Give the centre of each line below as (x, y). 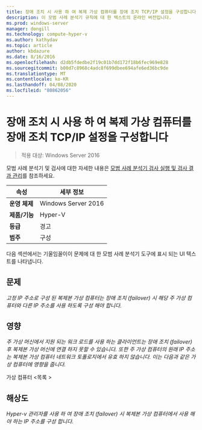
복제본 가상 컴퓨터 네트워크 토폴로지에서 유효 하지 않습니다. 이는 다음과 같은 (101, 357)
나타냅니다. (30, 261)
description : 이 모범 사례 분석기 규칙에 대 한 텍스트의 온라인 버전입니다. (89, 18)
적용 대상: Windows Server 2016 (60, 155)
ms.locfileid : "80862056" (39, 91)
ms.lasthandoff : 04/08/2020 (42, 85)
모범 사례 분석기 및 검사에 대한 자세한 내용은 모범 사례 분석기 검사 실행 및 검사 (97, 168)
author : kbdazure (28, 51)
